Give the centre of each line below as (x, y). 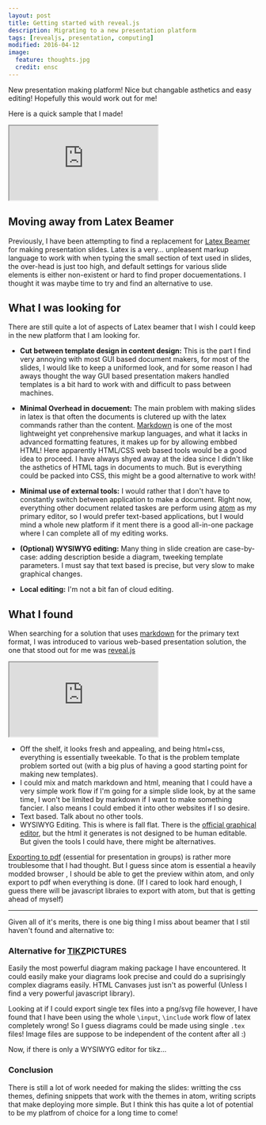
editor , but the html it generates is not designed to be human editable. (133, 833)
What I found (41, 614)
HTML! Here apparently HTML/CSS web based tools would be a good (133, 451)
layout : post (30, 15)
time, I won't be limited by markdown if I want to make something (126, 800)
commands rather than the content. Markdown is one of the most (126, 425)
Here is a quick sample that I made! (66, 113)
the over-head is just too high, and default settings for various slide (118, 266)
